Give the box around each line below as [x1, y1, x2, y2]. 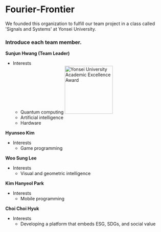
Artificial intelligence [20, 114, 64, 121]
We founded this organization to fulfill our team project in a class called [5, 20, 155, 27]
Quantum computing [20, 109, 64, 115]
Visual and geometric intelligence [20, 170, 91, 177]
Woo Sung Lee [5, 155, 37, 161]
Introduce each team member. [5, 38, 82, 45]
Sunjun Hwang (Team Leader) [5, 50, 70, 57]
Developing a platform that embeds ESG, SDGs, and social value [20, 221, 156, 227]
